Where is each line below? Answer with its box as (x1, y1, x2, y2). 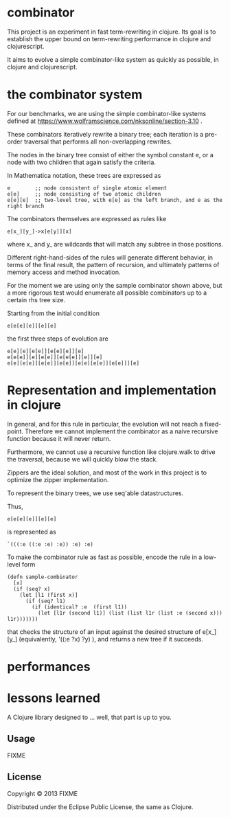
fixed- (204, 420, 222, 428)
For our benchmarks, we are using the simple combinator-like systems (7, 109, 207, 117)
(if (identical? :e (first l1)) (32, 603, 128, 611)
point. (7, 427, 24, 435)
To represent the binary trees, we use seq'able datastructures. (7, 489, 184, 497)
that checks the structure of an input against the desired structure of (7, 627, 201, 636)
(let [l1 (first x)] (19, 591, 78, 598)
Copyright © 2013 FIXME (7, 789, 78, 797)
